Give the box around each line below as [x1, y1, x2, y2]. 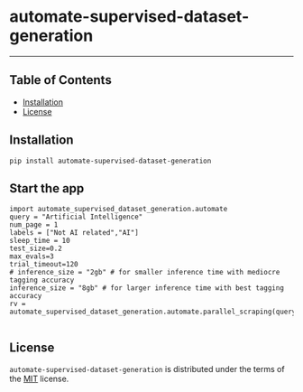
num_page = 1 [9, 220, 59, 229]
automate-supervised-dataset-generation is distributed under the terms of [9, 364, 286, 375]
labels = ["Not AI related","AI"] [9, 229, 140, 238]
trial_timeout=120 [9, 260, 78, 269]
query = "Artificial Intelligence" [9, 212, 143, 222]
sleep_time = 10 [9, 237, 70, 246]
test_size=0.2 [9, 244, 63, 254]
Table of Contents [9, 72, 113, 88]
